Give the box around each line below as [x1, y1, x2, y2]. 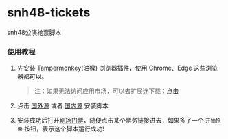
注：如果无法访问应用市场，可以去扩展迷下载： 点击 [34, 87, 179, 95]
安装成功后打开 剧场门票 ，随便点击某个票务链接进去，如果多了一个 [16, 116, 204, 125]
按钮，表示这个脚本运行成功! [23, 125, 104, 133]
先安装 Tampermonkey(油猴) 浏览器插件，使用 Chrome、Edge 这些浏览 [16, 64, 218, 73]
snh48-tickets [7, 5, 91, 21]
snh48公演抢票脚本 [7, 28, 62, 36]
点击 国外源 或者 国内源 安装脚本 [16, 101, 109, 110]
